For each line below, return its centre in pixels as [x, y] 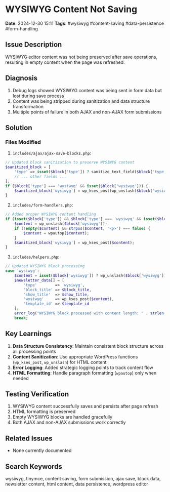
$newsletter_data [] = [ [39, 280]
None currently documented [42, 450]
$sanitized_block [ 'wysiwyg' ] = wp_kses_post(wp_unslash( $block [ [83, 191]
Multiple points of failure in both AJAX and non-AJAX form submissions [87, 112]
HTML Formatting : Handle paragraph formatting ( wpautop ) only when [84, 373]
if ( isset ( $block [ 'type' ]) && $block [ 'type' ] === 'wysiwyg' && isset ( [81, 219]
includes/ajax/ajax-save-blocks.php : [52, 153]
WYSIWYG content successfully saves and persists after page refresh [85, 406]
